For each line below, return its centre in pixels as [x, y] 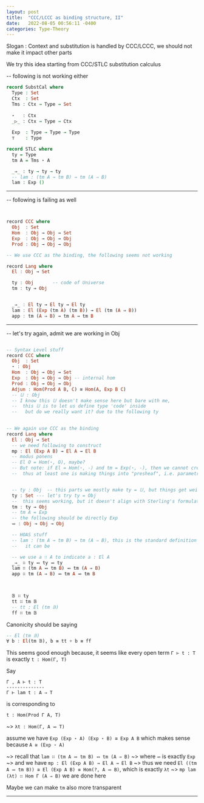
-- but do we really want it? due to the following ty [85, 412]
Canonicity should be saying [42, 624]
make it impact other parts [39, 53]
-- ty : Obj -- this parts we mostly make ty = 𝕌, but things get [99, 490]
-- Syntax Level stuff [35, 350]
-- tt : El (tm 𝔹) [35, 607]
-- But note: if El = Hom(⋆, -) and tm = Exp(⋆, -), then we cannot [100, 468]
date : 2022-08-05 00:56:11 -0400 [51, 23]
